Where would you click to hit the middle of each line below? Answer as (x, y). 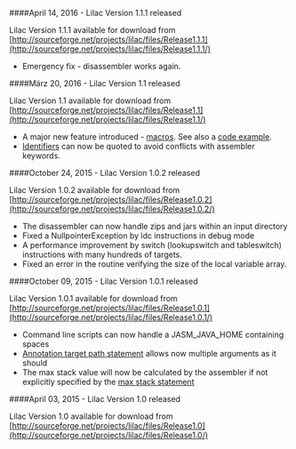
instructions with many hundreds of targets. (102, 254)
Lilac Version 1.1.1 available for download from (92, 30)
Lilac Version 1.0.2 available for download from (95, 190)
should (35, 363)
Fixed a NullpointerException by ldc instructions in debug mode (138, 236)
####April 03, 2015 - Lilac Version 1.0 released (95, 399)
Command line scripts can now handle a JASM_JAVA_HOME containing (153, 334)
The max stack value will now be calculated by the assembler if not (145, 372)
